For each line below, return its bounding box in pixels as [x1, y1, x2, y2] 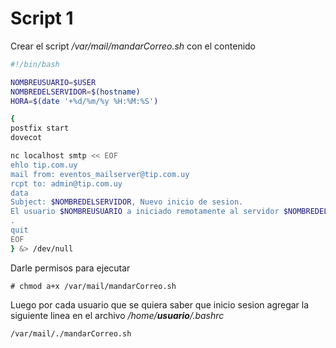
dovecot [10, 133, 43, 143]
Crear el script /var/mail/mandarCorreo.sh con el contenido [10, 40, 257, 52]
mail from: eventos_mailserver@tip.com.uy [10, 169, 190, 179]
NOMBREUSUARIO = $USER [10, 77, 97, 87]
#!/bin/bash [10, 59, 60, 69]
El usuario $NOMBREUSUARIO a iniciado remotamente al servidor [10, 207, 280, 217]
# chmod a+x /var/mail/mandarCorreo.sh [10, 281, 177, 291]
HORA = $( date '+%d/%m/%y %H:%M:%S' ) [10, 96, 159, 106]
